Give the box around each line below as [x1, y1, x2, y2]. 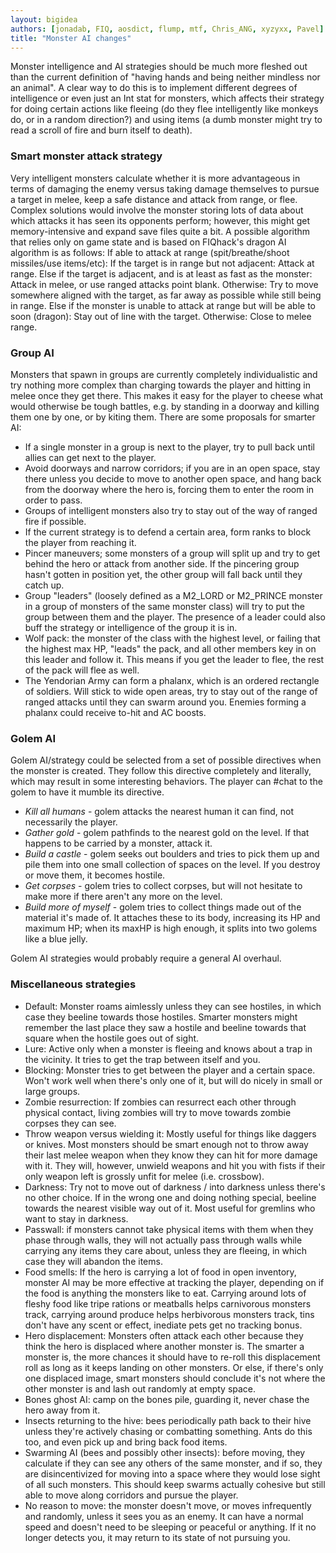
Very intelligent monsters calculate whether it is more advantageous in [10, 172, 301, 184]
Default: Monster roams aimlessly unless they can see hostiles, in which [24, 1000, 322, 1012]
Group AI [10, 346, 55, 360]
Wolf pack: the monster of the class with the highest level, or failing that [24, 632, 321, 644]
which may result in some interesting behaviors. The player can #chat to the [10, 776, 323, 788]
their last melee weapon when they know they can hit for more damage [24, 1149, 318, 1161]
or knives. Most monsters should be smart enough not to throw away [24, 1138, 309, 1150]
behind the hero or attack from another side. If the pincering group [24, 557, 300, 570]
